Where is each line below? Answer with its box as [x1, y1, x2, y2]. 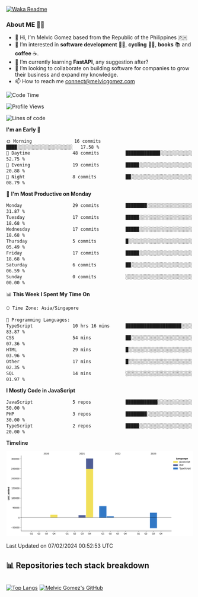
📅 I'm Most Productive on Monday [6, 190, 92, 197]
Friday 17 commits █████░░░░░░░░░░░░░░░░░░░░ [6, 250, 193, 256]
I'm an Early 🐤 [6, 126, 41, 133]
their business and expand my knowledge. [14, 71, 119, 78]
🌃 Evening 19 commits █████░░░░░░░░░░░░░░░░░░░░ [6, 162, 193, 168]
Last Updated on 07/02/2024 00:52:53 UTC [6, 542, 114, 549]
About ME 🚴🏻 [6, 20, 45, 29]
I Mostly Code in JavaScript [6, 387, 76, 394]
